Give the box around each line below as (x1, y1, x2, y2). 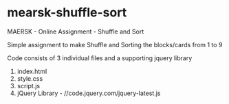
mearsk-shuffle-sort (7, 5, 127, 21)
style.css (17, 74, 43, 83)
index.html (17, 67, 47, 75)
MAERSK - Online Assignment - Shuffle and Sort (7, 27, 144, 36)
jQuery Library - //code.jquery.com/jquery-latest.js (17, 89, 161, 97)
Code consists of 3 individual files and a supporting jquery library (7, 53, 193, 62)
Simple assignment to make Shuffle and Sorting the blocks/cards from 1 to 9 (7, 40, 223, 49)
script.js (17, 81, 40, 90)
